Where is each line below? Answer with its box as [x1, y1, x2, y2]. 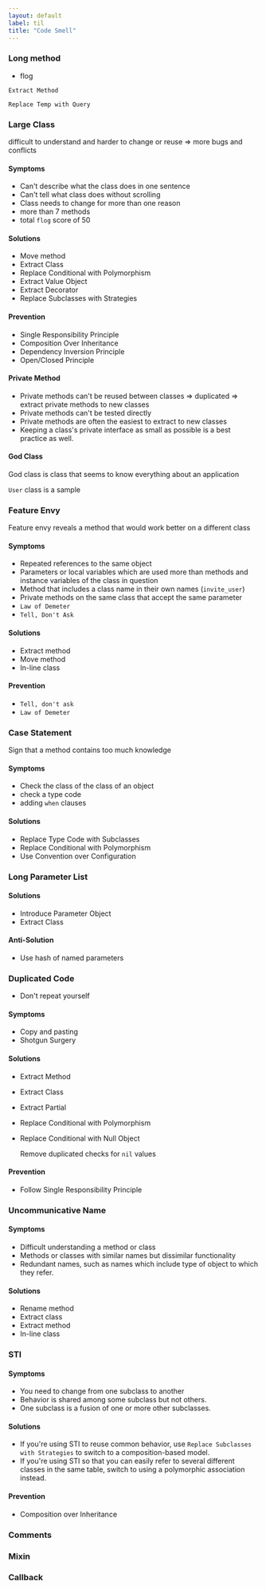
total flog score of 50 [19, 215, 91, 225]
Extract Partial [19, 1102, 66, 1112]
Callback [8, 1572, 44, 1583]
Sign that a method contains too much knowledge [8, 745, 171, 755]
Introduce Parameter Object [19, 909, 111, 918]
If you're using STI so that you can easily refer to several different [19, 1457, 235, 1466]
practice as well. [19, 433, 74, 443]
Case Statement [8, 727, 72, 738]
